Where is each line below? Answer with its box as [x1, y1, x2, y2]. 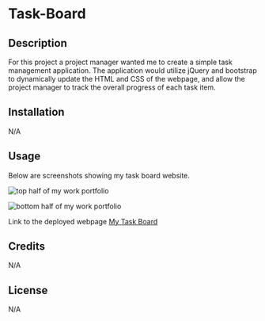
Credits [8, 239, 46, 254]
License [8, 283, 48, 297]
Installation [8, 105, 65, 119]
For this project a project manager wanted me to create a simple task [8, 57, 233, 67]
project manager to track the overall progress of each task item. [8, 82, 216, 92]
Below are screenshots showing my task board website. [8, 170, 190, 180]
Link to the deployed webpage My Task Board [8, 216, 158, 226]
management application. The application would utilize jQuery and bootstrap [8, 66, 257, 75]
